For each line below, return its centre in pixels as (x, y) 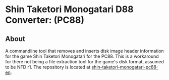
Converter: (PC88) (45, 20)
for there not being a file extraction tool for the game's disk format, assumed (84, 62)
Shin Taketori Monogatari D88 (69, 9)
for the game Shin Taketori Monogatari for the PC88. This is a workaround (82, 56)
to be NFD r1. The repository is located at (48, 67)
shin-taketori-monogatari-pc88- (125, 67)
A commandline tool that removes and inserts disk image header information (84, 51)
